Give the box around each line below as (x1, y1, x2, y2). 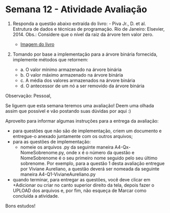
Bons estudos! (5, 203, 36, 209)
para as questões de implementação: (12, 138, 91, 145)
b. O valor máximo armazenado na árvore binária (20, 72, 124, 78)
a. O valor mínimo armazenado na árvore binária (20, 66, 122, 73)
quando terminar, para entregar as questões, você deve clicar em (12, 176, 151, 182)
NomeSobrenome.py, (20, 149, 65, 155)
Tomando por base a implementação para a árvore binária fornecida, (12, 51, 158, 57)
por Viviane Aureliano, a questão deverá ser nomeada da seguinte (20, 165, 160, 172)
